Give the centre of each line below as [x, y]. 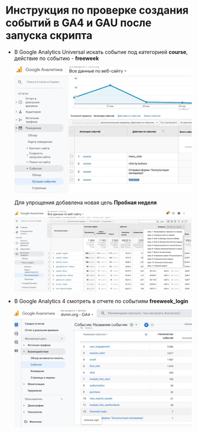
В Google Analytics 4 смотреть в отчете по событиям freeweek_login [101, 301]
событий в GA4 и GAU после [79, 23]
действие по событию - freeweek [56, 58]
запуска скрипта [49, 36]
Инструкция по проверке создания [97, 10]
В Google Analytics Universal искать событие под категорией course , [101, 52]
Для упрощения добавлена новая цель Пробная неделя [85, 202]
